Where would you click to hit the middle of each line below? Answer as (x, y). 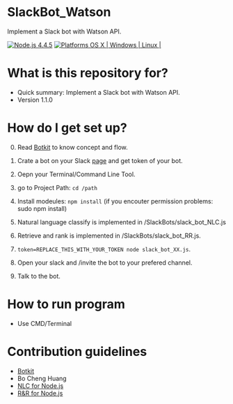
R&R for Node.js (40, 393)
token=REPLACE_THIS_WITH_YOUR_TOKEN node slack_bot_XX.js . (104, 249)
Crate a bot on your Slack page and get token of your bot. (100, 160)
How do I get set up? (67, 128)
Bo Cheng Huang (42, 378)
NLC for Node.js (40, 386)
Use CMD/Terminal (44, 323)
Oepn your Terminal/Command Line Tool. (76, 174)
